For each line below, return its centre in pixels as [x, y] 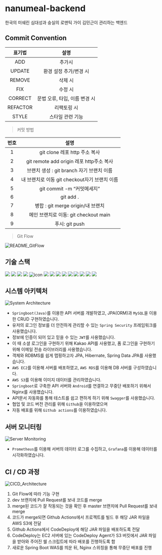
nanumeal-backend [45, 8]
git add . [69, 197]
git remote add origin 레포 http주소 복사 [70, 161]
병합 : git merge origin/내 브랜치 [70, 205]
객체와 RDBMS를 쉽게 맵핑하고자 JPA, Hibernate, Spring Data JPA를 [78, 355]
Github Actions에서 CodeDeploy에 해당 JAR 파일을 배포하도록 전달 [76, 529]
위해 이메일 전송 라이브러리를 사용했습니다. [52, 350]
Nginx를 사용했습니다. [33, 392]
